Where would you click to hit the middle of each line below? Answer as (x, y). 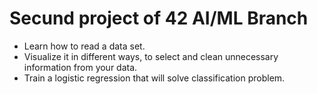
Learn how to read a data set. (84, 46)
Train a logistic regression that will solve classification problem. (154, 78)
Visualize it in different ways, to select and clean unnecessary (151, 56)
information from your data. (80, 67)
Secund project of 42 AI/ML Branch (159, 18)
